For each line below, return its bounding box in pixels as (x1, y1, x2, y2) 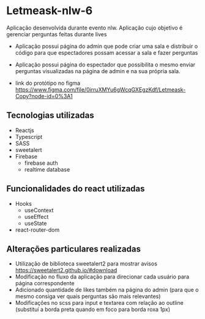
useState (24, 219, 47, 227)
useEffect (24, 213, 49, 220)
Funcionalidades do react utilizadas (6, 184, 145, 194)
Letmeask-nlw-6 (6, 4, 93, 18)
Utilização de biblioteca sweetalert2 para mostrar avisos (15, 260, 158, 267)
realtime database (24, 165, 70, 173)
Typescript (15, 133, 43, 140)
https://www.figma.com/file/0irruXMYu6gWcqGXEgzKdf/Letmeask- (15, 85, 186, 93)
